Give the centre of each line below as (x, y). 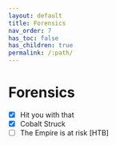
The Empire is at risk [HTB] (64, 133)
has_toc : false (34, 38)
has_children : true (41, 46)
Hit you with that (47, 115)
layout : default (35, 16)
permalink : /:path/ (41, 53)
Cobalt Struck (42, 124)
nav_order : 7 (30, 30)
